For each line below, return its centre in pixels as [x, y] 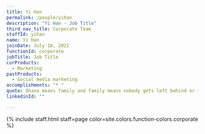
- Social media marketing [45, 79]
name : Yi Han [23, 40]
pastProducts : [24, 74]
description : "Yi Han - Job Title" [52, 23]
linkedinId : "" [26, 96]
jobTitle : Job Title [33, 57]
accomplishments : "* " [35, 85]
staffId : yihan [26, 35]
